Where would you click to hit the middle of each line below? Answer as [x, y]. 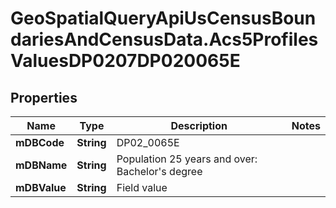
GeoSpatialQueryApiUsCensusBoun [163, 18]
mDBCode [40, 142]
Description [199, 125]
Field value [142, 187]
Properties [44, 97]
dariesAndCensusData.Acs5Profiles [164, 39]
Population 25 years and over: [187, 159]
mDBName [41, 165]
